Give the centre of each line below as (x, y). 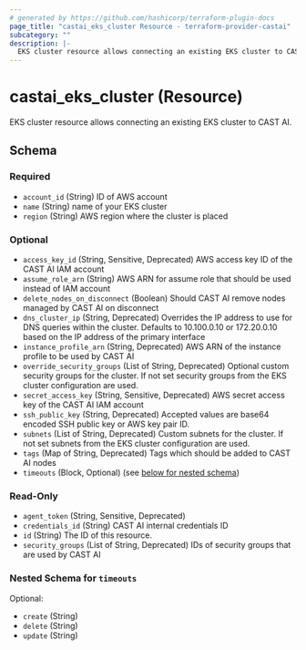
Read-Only (34, 496)
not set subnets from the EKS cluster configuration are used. (136, 444)
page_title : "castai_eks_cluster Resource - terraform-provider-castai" (150, 26)
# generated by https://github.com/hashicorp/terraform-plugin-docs (142, 18)
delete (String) (51, 625)
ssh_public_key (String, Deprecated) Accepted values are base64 (146, 415)
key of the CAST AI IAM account (83, 405)
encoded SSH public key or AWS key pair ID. (106, 424)
